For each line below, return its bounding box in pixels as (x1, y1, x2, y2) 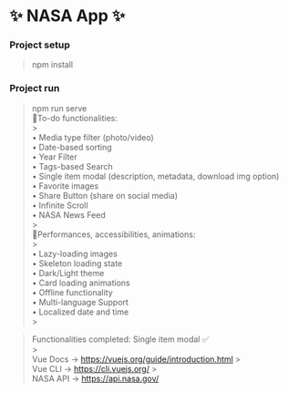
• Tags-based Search (31, 160, 113, 171)
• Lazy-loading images (31, 248, 118, 259)
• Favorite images (31, 180, 99, 191)
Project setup (9, 38, 70, 51)
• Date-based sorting (31, 141, 112, 152)
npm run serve (31, 102, 87, 114)
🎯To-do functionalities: (31, 112, 118, 123)
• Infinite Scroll (31, 200, 88, 211)
